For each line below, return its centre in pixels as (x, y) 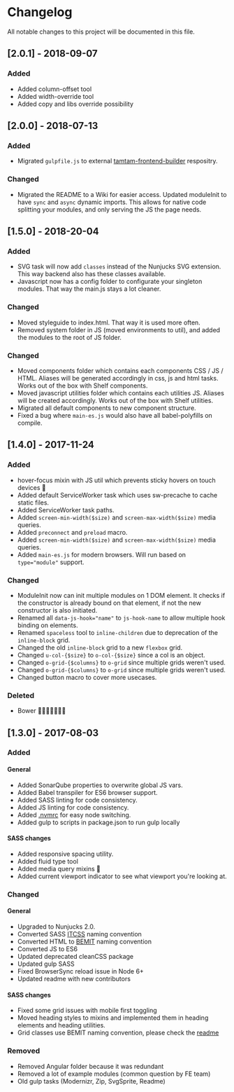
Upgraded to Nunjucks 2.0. (56, 927)
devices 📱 (32, 487)
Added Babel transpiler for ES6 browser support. (88, 792)
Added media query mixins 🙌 (59, 868)
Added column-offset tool (54, 89)
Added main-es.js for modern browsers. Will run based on (102, 554)
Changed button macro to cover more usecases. (87, 677)
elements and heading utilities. (61, 1025)
